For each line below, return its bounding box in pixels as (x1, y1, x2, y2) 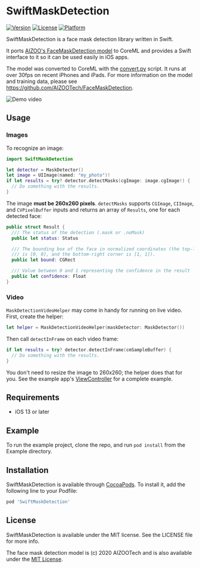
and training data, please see (6, 78, 77, 85)
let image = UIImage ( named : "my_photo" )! (6, 172, 111, 179)
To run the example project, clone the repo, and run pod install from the (6, 441, 186, 449)
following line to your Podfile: (6, 487, 78, 494)
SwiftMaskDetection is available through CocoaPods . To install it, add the (6, 481, 186, 488)
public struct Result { (6, 224, 65, 230)
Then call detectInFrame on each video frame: (6, 335, 119, 342)
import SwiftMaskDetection (6, 156, 73, 162)
